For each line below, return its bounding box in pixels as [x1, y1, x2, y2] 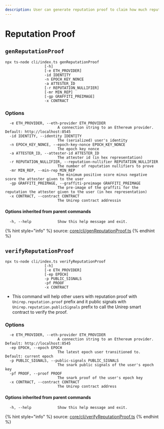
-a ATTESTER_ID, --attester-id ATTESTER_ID [9, 151, 99, 156]
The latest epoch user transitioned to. [57, 349, 141, 355]
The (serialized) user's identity [57, 138, 128, 143]
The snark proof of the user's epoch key [57, 375, 143, 380]
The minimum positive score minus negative [57, 172, 147, 177]
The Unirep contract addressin [57, 198, 121, 203]
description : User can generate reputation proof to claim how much [5, 7, 147, 12]
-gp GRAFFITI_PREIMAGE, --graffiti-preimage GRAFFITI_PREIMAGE [9, 181, 141, 186]
